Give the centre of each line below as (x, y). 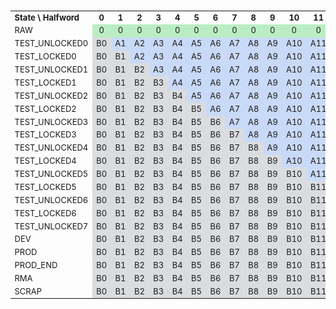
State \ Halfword (47, 17)
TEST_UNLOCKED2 (51, 95)
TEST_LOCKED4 (45, 161)
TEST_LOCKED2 (45, 108)
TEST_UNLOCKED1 (51, 69)
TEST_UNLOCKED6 (51, 199)
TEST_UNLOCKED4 (51, 148)
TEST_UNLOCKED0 (51, 43)
